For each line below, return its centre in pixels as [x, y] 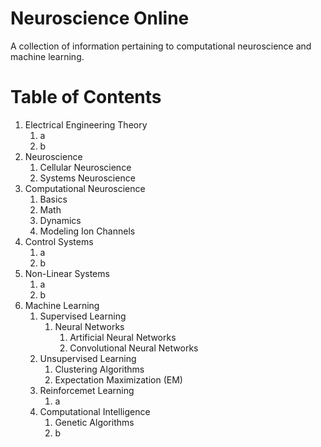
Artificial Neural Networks [123, 337]
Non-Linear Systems [67, 273]
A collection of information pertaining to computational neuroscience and [161, 46]
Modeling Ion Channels [87, 231]
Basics [53, 199]
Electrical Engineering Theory [86, 124]
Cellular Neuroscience [85, 167]
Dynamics [60, 220]
